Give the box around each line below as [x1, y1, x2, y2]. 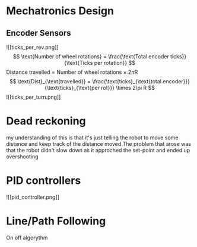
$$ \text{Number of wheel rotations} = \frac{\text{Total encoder [12, 53, 169, 60]
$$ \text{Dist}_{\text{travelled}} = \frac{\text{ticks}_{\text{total [9, 78, 162, 85]
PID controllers [6, 174, 81, 187]
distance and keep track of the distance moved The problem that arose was [6, 140, 192, 147]
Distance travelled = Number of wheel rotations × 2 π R [6, 68, 138, 76]
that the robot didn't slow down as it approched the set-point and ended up [6, 146, 190, 154]
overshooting [6, 153, 39, 160]
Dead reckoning [6, 114, 86, 128]
